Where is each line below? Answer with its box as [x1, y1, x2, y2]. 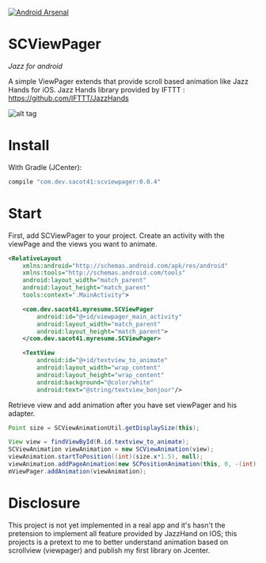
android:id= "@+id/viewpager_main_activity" [36, 312, 182, 320]
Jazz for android [8, 61, 63, 70]
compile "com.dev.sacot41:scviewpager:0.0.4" [8, 178, 161, 186]
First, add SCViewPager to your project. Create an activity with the [8, 230, 226, 240]
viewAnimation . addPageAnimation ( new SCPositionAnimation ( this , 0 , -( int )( [8, 460, 260, 468]
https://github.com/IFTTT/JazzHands [8, 93, 129, 103]
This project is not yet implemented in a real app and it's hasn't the [8, 520, 226, 530]
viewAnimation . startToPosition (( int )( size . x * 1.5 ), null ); [8, 453, 203, 461]
